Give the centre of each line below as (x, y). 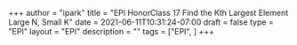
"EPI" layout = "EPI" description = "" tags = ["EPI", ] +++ (112, 31)
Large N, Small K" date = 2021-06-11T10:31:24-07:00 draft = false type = (141, 22)
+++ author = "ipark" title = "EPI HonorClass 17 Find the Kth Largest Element (148, 13)
